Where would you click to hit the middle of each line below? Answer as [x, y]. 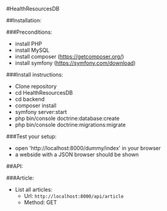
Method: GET [40, 202]
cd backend [30, 99]
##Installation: [24, 20]
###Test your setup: [32, 136]
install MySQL [32, 50]
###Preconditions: [29, 32]
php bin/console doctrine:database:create [67, 118]
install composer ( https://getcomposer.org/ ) [70, 56]
